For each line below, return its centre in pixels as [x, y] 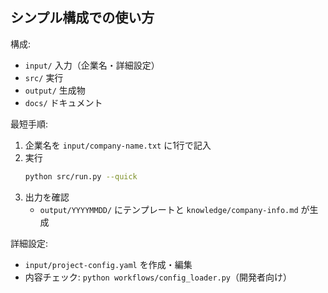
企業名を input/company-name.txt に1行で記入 [118, 145]
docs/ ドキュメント [63, 102]
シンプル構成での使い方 [82, 18]
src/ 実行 [44, 77]
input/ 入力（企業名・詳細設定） [92, 65]
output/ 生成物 [55, 90]
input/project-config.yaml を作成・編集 [108, 264]
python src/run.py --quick [81, 176]
